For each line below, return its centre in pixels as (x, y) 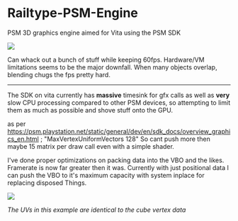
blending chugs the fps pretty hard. (59, 74)
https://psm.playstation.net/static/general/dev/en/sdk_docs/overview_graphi (119, 131)
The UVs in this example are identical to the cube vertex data (97, 210)
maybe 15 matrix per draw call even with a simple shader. (91, 146)
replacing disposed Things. (47, 183)
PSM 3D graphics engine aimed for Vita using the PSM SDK (94, 33)
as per (17, 124)
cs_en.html (23, 139)
